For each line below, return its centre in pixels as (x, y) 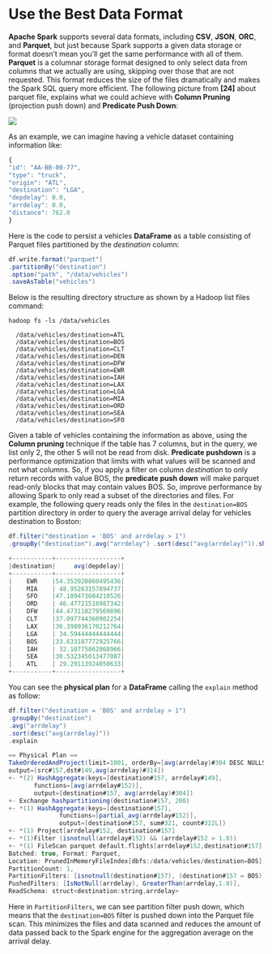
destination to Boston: (45, 522)
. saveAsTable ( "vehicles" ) (52, 282)
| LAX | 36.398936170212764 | (67, 626)
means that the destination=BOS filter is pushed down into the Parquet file (131, 915)
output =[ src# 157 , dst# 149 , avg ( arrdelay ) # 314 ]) (86, 771)
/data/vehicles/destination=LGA (70, 392)
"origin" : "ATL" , (38, 183)
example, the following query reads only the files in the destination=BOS (128, 505)
